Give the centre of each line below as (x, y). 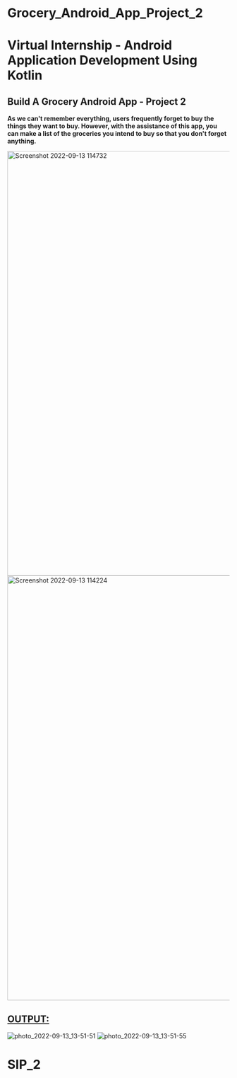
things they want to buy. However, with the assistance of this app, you (112, 126)
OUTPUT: (28, 1019)
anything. (22, 141)
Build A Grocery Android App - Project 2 (97, 102)
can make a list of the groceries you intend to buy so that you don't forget (117, 134)
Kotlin (25, 75)
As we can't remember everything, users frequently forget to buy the (111, 119)
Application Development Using (102, 61)
